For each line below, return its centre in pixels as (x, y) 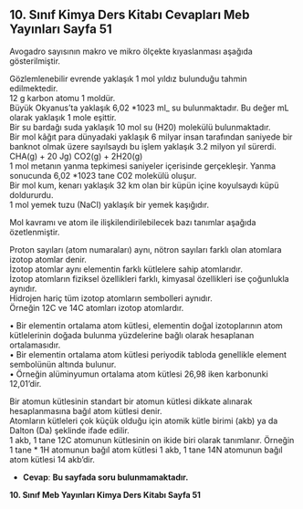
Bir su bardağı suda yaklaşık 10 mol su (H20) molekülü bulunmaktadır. (140, 127)
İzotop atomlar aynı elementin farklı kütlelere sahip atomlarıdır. (126, 269)
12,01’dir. (26, 383)
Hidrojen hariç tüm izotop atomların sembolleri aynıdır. (111, 298)
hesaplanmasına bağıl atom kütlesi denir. (86, 410)
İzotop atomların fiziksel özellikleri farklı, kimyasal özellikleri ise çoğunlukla (149, 278)
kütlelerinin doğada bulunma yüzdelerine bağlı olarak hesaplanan (132, 335)
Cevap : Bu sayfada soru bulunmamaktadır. (105, 477)
